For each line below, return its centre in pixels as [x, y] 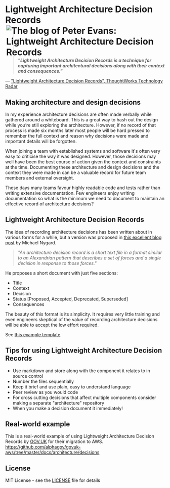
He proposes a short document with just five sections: [61, 273]
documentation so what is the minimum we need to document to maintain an [85, 198]
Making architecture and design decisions [73, 102]
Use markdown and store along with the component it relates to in [81, 371]
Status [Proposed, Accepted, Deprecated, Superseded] [70, 299]
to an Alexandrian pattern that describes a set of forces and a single [89, 258]
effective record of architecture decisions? [50, 204]
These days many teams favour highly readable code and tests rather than [83, 188]
